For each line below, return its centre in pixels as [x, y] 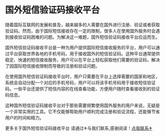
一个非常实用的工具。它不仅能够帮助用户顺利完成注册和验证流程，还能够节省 [82, 111]
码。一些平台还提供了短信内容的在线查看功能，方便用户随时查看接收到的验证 [82, 89]
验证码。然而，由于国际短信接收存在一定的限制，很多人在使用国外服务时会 [80, 31]
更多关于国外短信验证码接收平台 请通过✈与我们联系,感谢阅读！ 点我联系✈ [79, 128]
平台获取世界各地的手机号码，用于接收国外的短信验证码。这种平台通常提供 [84, 53]
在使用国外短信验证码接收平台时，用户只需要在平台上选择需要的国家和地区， [82, 76]
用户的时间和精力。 [25, 118]
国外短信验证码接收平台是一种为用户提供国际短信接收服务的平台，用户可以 [80, 47]
